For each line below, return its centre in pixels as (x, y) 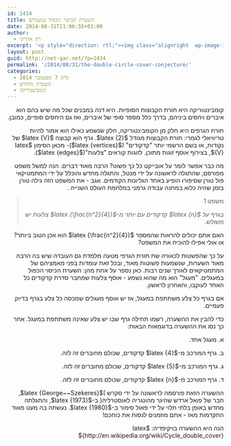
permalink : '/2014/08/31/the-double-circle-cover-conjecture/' (100, 65)
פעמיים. (214, 306)
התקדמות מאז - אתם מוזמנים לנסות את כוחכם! (163, 415)
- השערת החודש (32, 84)
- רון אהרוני (27, 39)
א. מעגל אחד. (206, 340)
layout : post (26, 52)
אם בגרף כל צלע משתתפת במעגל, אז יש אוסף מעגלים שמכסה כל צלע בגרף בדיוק (119, 298)
